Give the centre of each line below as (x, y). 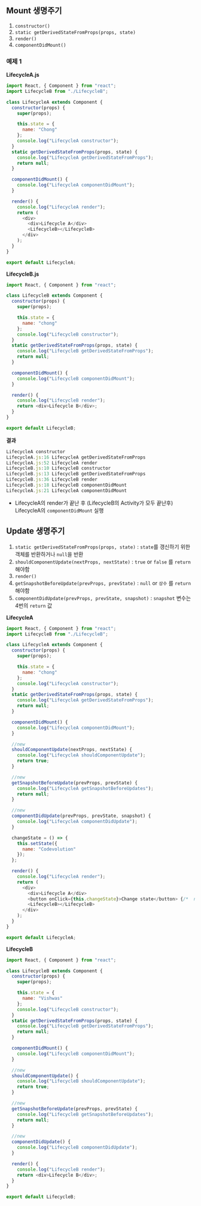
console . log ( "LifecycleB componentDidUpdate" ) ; (77, 1148)
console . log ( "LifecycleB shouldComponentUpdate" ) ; (81, 1081)
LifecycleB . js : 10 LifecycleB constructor (59, 468)
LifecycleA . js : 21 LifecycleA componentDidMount (67, 490)
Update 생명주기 (36, 531)
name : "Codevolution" (49, 849)
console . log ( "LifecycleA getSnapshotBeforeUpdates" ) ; (85, 788)
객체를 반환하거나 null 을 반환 (49, 554)
